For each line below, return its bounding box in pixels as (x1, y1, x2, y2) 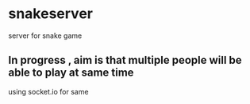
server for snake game (8, 31, 83, 40)
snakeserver (8, 5, 94, 23)
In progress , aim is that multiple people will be (8, 54, 242, 67)
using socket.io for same (8, 87, 89, 96)
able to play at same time (8, 66, 134, 80)
